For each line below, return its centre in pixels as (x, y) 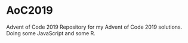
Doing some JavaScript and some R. (51, 33)
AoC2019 (30, 10)
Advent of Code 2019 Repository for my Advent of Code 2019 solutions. (94, 27)
